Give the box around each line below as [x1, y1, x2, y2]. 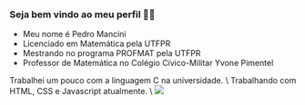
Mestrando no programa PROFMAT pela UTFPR [22, 48, 201, 59]
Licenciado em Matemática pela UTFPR [22, 38, 171, 49]
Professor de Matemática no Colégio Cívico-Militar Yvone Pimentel [22, 58, 274, 69]
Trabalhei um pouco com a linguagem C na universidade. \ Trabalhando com [9, 75, 297, 86]
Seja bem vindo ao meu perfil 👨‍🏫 [9, 8, 156, 21]
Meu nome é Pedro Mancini [22, 29, 127, 40]
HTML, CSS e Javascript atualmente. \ [9, 86, 153, 97]
